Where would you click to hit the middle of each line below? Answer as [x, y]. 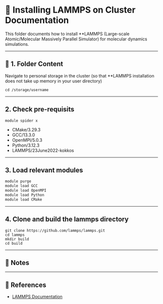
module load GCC [21, 186]
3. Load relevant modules [44, 170]
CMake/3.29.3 [26, 130]
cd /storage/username [27, 90]
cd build [14, 243]
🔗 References [26, 285]
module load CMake [24, 199]
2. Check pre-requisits [40, 109]
